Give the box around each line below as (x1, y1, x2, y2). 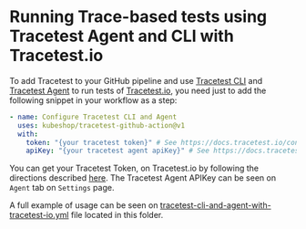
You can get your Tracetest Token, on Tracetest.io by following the (9, 162, 260, 174)
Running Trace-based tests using (9, 6, 268, 27)
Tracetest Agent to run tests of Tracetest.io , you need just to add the (9, 85, 267, 96)
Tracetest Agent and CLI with (9, 26, 234, 47)
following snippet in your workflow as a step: (9, 94, 178, 106)
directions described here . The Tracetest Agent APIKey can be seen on (9, 172, 276, 183)
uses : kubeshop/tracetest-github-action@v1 (17, 120, 185, 130)
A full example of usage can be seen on (9, 200, 158, 211)
